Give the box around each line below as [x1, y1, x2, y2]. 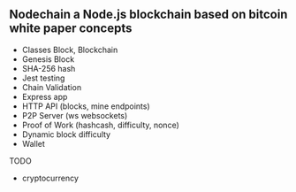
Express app [21, 91, 68, 102]
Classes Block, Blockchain [21, 44, 118, 55]
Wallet [21, 138, 46, 149]
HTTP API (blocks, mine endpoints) [21, 101, 150, 111]
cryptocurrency [21, 173, 80, 183]
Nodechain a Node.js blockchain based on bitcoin [9, 7, 288, 22]
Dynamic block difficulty [21, 128, 111, 140]
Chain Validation [21, 81, 82, 92]
